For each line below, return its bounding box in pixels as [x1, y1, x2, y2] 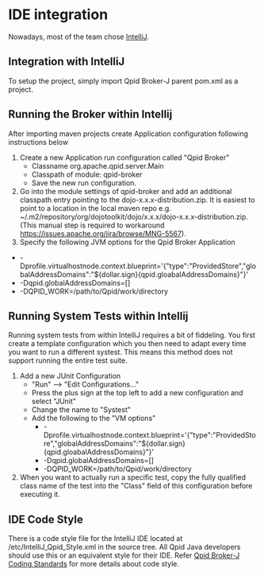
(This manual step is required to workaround [19, 220, 165, 230]
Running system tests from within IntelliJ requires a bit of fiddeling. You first [8, 330, 256, 340]
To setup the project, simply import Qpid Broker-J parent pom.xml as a [8, 76, 239, 85]
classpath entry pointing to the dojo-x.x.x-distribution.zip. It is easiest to [19, 195, 255, 204]
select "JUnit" [31, 396, 77, 407]
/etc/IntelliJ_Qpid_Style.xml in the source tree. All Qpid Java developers [8, 543, 241, 552]
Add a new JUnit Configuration [19, 372, 121, 381]
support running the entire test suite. [8, 356, 128, 365]
